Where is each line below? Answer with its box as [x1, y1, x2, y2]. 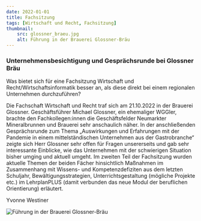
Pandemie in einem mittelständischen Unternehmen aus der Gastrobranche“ [6, 134, 194, 141]
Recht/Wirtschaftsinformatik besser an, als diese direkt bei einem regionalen [6, 84, 195, 91]
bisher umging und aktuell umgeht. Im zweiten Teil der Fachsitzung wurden [6, 153, 192, 160]
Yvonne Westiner [6, 196, 49, 204]
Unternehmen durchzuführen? [6, 91, 81, 98]
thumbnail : [6, 25, 34, 32]
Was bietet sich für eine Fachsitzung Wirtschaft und [6, 77, 134, 85]
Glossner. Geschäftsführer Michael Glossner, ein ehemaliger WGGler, [6, 109, 177, 116]
